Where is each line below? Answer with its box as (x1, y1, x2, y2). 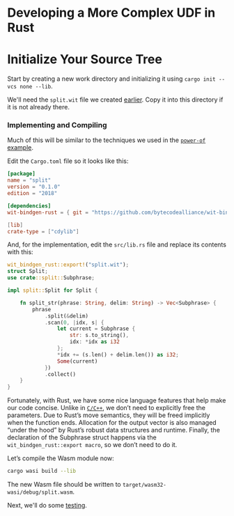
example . (7, 143, 33, 152)
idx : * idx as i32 (69, 338, 120, 345)
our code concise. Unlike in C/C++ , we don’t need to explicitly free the (7, 404, 205, 412)
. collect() (44, 370, 77, 377)
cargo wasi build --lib (7, 468, 77, 475)
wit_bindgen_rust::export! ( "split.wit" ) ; (7, 261, 130, 269)
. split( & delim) (44, 312, 89, 320)
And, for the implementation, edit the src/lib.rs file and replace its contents (7, 240, 226, 249)
